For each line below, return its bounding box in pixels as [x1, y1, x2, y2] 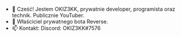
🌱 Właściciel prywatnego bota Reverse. [11, 18, 108, 25]
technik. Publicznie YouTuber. [11, 12, 85, 19]
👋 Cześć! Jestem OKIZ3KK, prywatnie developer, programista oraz [11, 6, 176, 12]
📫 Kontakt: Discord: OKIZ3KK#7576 [11, 25, 101, 32]
